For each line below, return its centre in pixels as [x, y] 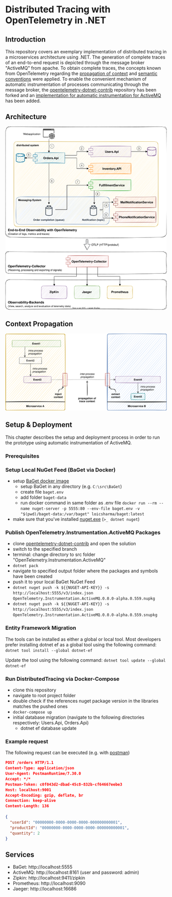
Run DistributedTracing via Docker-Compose [62, 679]
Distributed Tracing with [58, 10]
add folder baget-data [43, 497]
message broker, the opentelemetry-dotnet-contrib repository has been [81, 90]
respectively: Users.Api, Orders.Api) [51, 723]
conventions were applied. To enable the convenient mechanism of [76, 79]
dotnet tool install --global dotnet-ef [49, 650]
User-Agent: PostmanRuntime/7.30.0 [43, 774]
